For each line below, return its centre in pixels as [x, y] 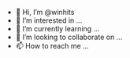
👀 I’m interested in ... [49, 20]
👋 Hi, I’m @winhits [45, 12]
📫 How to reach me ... [52, 46]
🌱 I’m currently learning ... [58, 29]
